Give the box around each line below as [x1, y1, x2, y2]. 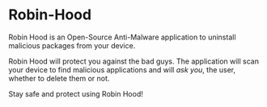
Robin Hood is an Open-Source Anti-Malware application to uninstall [8, 32, 236, 42]
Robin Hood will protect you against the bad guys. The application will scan [8, 56, 259, 66]
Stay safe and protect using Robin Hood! [8, 88, 143, 98]
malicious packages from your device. [8, 40, 136, 50]
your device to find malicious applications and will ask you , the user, [8, 64, 236, 74]
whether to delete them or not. [8, 73, 110, 83]
